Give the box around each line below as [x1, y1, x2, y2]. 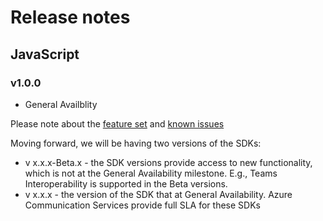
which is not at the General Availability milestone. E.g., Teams [24, 167, 278, 179]
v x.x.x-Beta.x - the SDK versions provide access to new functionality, [24, 156, 313, 168]
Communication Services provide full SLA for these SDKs [24, 199, 261, 211]
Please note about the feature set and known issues [10, 117, 225, 130]
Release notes [10, 6, 131, 29]
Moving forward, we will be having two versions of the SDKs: [10, 137, 262, 149]
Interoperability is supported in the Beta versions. [24, 177, 228, 190]
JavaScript [10, 46, 80, 63]
